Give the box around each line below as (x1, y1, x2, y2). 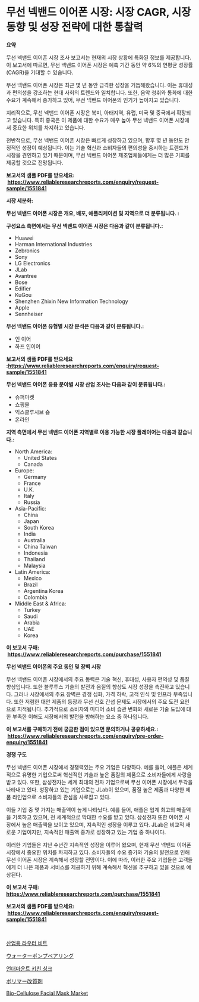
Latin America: (14, 568, 50, 576)
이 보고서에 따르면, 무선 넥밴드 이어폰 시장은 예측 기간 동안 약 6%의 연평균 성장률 (6, 61, 193, 69)
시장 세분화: (6, 197, 34, 204)
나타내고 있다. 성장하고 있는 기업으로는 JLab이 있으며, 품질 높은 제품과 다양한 (6, 785, 185, 793)
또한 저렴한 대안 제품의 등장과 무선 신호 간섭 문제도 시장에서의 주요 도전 (14, 698, 179, 705)
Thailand (23, 555, 46, 562)
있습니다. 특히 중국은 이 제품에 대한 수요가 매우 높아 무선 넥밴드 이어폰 (12, 116, 174, 123)
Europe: (14, 466, 34, 474)
